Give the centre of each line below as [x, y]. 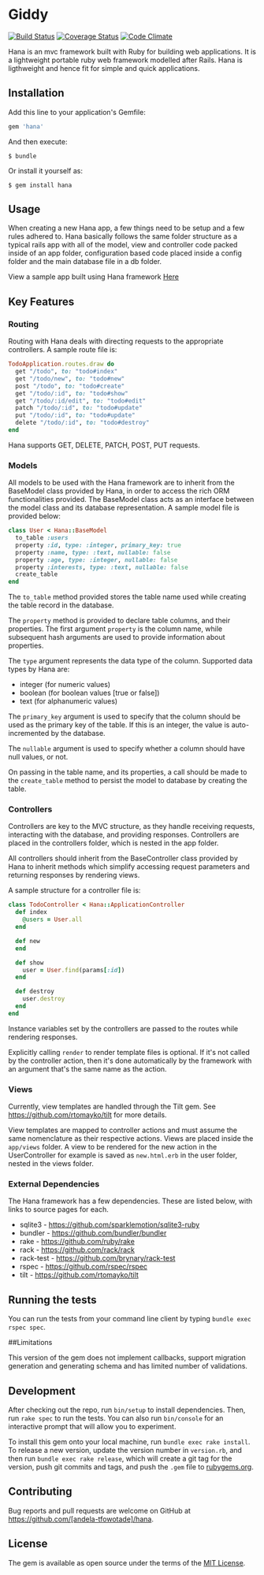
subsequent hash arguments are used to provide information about [117, 637]
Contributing [40, 1492]
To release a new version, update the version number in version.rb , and [125, 1451]
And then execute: [38, 141]
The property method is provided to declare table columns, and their [119, 621]
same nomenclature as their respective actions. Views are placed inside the [131, 1139]
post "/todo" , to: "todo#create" [70, 386]
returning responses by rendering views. [74, 875]
